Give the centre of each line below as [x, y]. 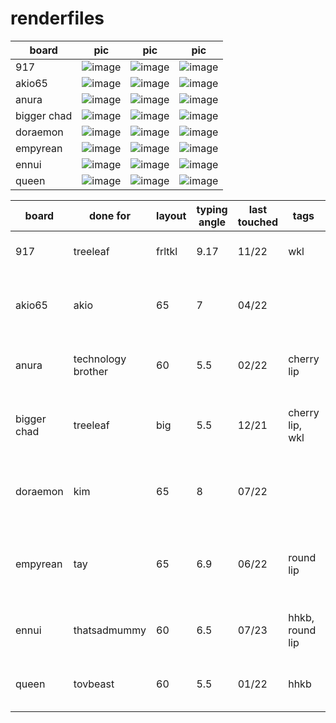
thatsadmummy [110, 630]
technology [100, 359]
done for [109, 215]
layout [171, 215]
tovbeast [94, 684]
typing [212, 209]
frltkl [167, 251]
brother [90, 371]
